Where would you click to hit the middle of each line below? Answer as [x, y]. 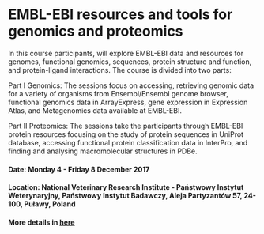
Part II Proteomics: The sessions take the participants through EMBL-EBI [126, 126]
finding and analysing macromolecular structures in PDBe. [103, 151]
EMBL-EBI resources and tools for [121, 15]
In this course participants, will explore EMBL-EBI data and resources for [126, 53]
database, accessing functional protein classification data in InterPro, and [128, 142]
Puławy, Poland [50, 204]
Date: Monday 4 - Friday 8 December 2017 [79, 169]
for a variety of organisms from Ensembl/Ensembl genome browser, [119, 93]
